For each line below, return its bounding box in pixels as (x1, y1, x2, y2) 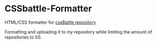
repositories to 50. (4, 34, 42, 40)
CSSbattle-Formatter (4, 3, 92, 14)
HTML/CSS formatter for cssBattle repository (4, 19, 96, 25)
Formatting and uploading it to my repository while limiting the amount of (4, 29, 152, 35)
